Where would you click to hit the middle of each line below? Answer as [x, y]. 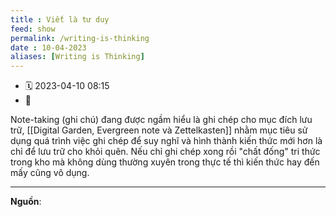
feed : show [33, 29]
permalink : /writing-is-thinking [80, 38]
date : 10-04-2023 [48, 47]
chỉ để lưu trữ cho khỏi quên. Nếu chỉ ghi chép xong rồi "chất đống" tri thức [165, 152]
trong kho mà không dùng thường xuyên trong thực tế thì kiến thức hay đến [165, 162]
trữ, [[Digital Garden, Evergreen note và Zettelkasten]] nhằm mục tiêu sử [159, 130]
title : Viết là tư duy [60, 19]
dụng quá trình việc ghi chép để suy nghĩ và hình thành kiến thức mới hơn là [166, 141]
